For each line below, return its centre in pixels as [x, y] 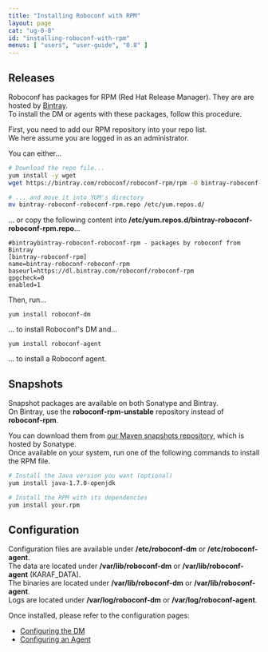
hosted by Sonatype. [43, 444]
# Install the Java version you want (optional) [91, 476]
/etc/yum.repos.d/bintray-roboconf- [191, 220]
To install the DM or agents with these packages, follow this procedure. [125, 113]
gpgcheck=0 [26, 278]
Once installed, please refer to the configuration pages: [99, 615]
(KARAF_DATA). [55, 574]
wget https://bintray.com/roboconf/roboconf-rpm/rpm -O [103, 183]
